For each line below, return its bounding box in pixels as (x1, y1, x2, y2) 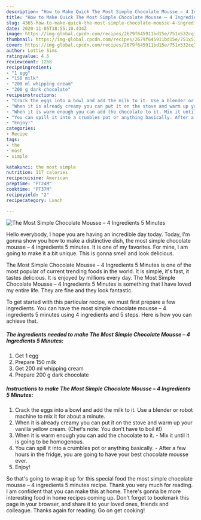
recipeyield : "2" (6, 192, 50, 198)
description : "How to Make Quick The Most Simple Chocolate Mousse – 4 (6, 8, 188, 15)
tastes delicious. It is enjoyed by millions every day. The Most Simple (6, 274, 175, 281)
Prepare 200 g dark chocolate (14, 371, 89, 378)
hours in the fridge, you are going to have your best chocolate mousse (14, 451, 188, 458)
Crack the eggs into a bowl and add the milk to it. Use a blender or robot (14, 406, 193, 414)
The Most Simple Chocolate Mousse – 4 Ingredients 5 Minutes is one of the (6, 261, 192, 268)
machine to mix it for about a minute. (14, 413, 106, 420)
